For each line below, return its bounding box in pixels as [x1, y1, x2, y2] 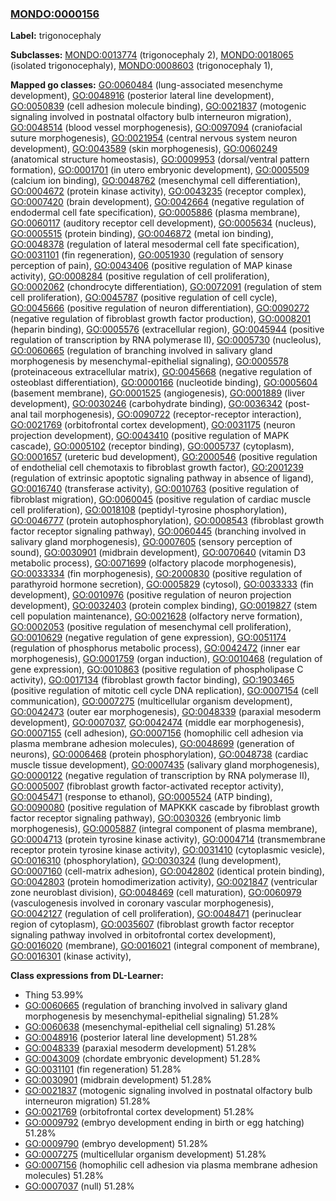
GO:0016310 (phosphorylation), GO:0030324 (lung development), [10, 855, 282, 867]
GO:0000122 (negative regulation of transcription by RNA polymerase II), [10, 770, 310, 782]
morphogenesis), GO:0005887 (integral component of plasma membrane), [10, 823, 318, 835]
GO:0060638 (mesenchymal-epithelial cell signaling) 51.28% [24, 1021, 277, 1033]
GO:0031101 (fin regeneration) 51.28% [24, 1063, 182, 1076]
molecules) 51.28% [24, 1170, 105, 1182]
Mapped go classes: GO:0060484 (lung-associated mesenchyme [10, 79, 283, 91]
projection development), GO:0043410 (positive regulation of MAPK [10, 430, 290, 442]
